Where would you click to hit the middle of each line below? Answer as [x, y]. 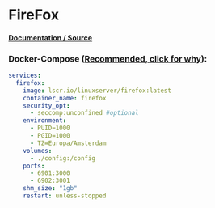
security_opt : [46, 106]
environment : [45, 121]
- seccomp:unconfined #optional [84, 113]
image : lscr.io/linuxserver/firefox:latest [97, 91]
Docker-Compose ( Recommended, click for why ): [108, 58]
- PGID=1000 [50, 136]
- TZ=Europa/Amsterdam [68, 143]
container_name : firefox [65, 98]
